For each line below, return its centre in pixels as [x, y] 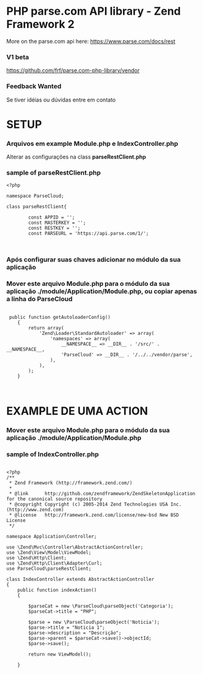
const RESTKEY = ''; [54, 228]
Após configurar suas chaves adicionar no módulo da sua [94, 260]
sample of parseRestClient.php [54, 173]
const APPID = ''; [52, 218]
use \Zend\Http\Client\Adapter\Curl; [54, 563]
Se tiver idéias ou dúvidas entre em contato [61, 100]
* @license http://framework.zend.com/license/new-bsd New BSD [94, 515]
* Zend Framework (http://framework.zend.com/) [71, 483]
